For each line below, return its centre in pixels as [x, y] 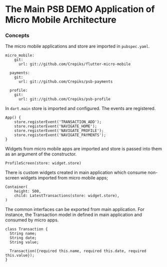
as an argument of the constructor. [41, 154]
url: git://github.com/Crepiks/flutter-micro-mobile [74, 64]
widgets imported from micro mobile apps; [64, 178]
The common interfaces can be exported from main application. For [75, 209]
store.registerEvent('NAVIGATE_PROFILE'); [59, 131]
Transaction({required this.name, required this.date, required [78, 251]
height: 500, [28, 191]
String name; [23, 233]
